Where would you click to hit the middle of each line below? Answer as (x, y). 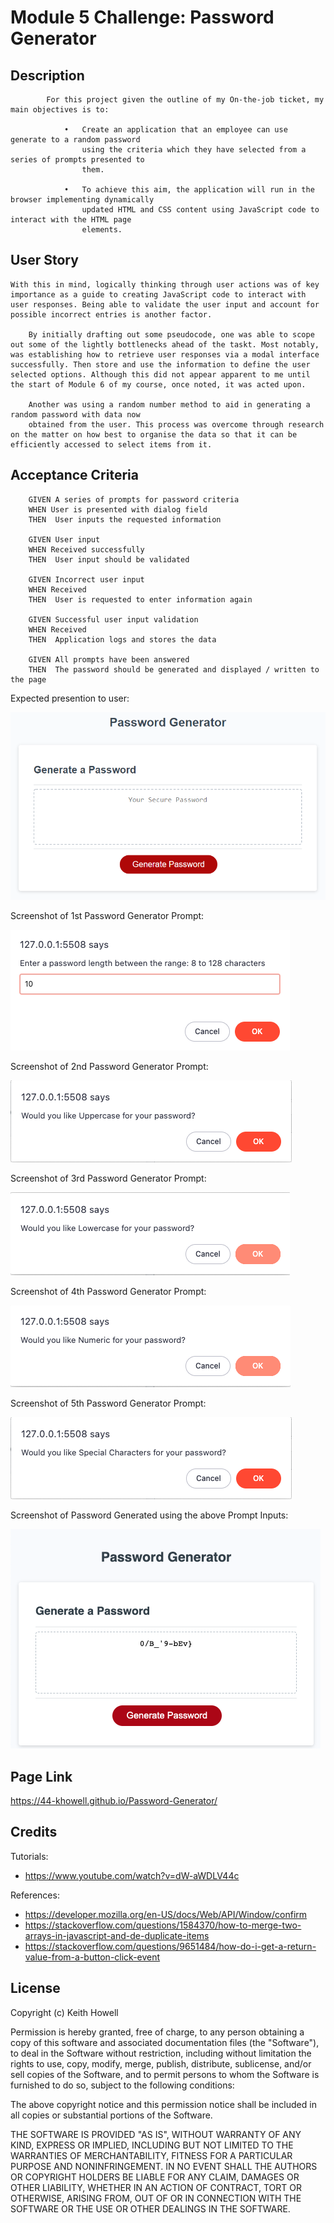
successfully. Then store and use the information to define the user (160, 364)
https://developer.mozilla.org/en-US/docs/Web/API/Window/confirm (166, 1914)
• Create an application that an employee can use (175, 130)
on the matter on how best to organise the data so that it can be (154, 434)
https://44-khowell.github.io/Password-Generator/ (114, 1801)
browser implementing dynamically (82, 200)
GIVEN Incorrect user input (86, 579)
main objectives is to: (60, 110)
